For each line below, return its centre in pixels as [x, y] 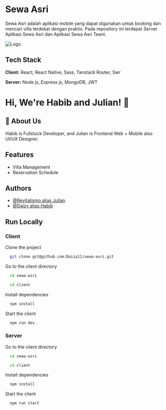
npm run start [24, 403]
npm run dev [22, 323]
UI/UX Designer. [22, 139]
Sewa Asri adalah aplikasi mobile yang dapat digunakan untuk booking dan [83, 23]
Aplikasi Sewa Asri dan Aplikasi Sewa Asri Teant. [56, 34]
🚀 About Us [23, 121]
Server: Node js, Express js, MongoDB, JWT [51, 82]
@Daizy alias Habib [33, 206]
